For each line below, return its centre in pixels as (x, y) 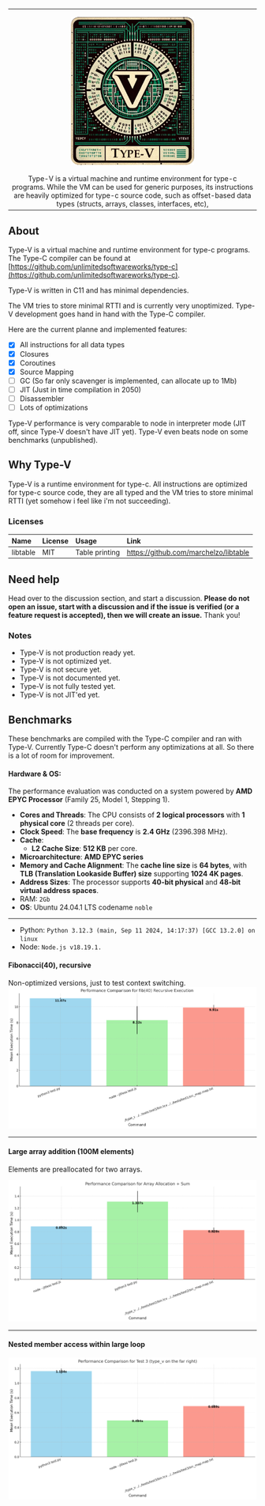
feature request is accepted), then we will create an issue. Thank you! (124, 615)
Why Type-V (40, 465)
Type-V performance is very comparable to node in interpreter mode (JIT (127, 423)
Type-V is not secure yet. (61, 670)
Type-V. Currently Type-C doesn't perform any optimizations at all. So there (131, 747)
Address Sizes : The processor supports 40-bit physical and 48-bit (130, 882)
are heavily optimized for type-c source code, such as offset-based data (132, 195)
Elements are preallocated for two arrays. (75, 1169)
